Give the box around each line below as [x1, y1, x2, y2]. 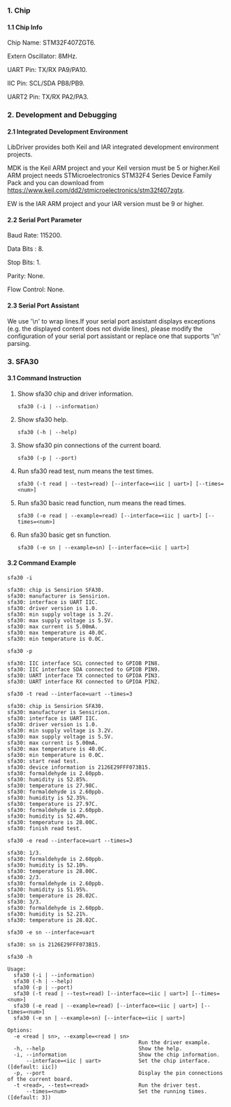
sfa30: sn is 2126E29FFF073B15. [7, 941, 101, 948]
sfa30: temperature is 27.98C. [7, 782, 98, 789]
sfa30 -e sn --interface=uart [7, 929, 96, 936]
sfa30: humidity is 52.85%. [7, 776, 89, 783]
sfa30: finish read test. [7, 825, 82, 832]
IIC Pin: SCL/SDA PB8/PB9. [7, 79, 85, 87]
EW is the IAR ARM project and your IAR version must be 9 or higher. [7, 200, 204, 208]
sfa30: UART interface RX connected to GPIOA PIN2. [7, 678, 161, 685]
